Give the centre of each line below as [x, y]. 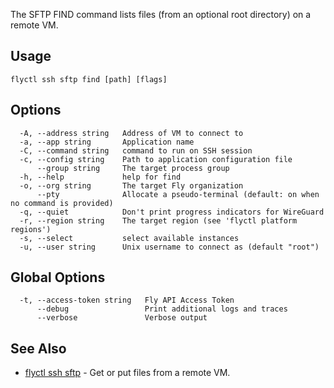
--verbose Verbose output [122, 318]
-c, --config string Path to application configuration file [156, 159]
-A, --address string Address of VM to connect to [131, 133]
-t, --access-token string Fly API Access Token [127, 300]
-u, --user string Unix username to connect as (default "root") [169, 247]
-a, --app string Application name [107, 142]
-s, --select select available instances [129, 238]
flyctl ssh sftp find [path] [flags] [89, 79]
